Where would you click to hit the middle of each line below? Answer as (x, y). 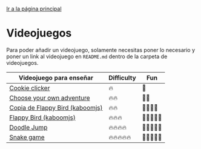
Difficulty (122, 78)
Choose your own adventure (50, 98)
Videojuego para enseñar (56, 78)
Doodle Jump (28, 127)
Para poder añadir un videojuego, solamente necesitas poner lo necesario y (101, 50)
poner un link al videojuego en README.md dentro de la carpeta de (87, 56)
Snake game (27, 137)
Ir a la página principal (34, 9)
